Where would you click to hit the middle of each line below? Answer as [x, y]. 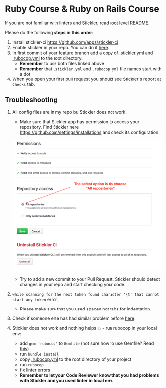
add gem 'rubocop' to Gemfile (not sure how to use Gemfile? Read [87, 343]
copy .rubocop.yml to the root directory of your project [76, 359]
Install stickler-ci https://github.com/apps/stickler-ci [65, 42]
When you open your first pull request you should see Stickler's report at [86, 79]
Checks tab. [24, 84]
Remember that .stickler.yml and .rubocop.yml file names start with [90, 69]
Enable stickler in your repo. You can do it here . [61, 47]
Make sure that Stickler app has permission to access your [80, 121]
